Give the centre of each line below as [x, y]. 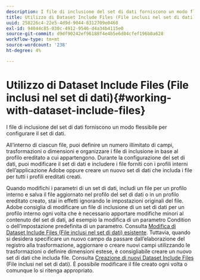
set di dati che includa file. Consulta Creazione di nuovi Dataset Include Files [100, 257]
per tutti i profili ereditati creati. [44, 176]
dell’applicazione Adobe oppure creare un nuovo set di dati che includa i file [99, 170]
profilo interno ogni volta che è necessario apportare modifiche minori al [95, 213]
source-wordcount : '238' [37, 45]
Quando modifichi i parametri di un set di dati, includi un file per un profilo [96, 188]
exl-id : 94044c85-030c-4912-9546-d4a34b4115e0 [65, 28]
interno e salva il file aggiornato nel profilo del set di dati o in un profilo [93, 194]
